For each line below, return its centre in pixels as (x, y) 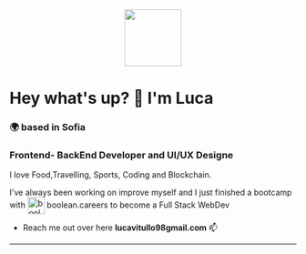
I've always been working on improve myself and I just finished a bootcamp (151, 193)
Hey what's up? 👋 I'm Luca (112, 98)
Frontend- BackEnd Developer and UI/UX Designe (122, 156)
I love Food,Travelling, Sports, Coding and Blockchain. (111, 175)
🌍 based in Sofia (48, 127)
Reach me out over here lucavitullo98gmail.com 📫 (120, 228)
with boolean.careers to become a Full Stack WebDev (120, 205)
